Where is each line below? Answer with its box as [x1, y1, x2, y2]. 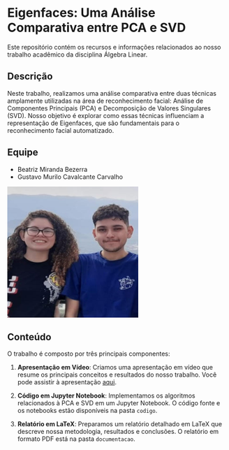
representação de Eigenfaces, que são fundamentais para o [7, 119, 180, 127]
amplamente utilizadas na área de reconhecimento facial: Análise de [7, 96, 204, 105]
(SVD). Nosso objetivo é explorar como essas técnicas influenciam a [7, 111, 205, 119]
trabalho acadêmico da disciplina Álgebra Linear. [7, 50, 148, 59]
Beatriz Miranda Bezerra [17, 165, 88, 173]
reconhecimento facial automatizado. [7, 126, 114, 134]
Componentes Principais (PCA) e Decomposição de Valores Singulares [7, 103, 212, 112]
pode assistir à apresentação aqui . [17, 378, 117, 386]
